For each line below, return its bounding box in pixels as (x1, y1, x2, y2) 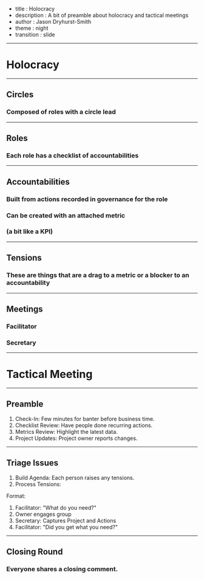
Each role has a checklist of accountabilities (6, 151, 139, 160)
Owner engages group (15, 510, 72, 518)
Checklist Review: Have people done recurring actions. (15, 422, 153, 429)
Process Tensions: (15, 480, 62, 488)
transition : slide (15, 31, 56, 38)
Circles (6, 89, 34, 100)
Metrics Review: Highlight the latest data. (15, 428, 118, 435)
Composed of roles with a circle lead (6, 108, 117, 116)
